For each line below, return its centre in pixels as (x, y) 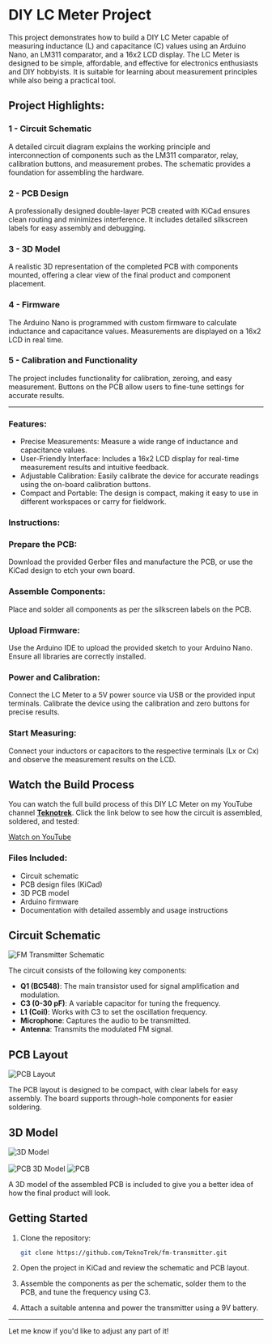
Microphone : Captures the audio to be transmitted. (105, 1020)
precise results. (34, 712)
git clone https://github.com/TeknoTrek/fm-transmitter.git (123, 1253)
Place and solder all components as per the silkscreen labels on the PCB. (130, 609)
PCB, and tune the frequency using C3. (85, 1292)
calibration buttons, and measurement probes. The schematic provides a (130, 163)
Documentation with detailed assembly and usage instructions (124, 910)
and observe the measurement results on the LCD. (92, 759)
